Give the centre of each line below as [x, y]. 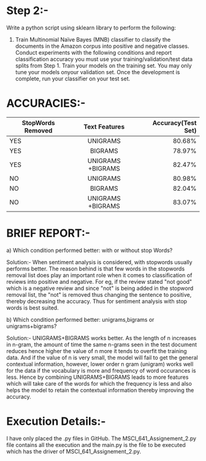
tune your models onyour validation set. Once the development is [97, 72]
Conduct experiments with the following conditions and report [93, 52]
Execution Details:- [56, 421]
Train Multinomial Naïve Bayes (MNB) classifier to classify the [93, 39]
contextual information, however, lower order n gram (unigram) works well [100, 364]
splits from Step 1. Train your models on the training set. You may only [103, 66]
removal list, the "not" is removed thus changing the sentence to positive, [99, 294]
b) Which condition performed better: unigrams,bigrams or [80, 319]
